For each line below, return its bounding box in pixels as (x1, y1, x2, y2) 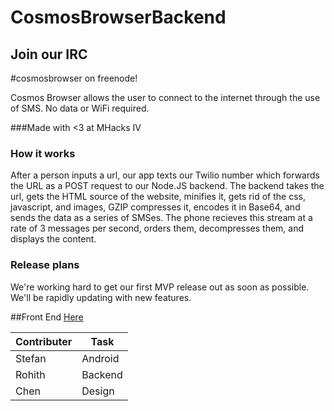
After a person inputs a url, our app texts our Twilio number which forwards (10, 169, 320, 181)
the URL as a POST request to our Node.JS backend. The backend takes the (10, 180, 325, 192)
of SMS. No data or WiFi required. (10, 102, 150, 114)
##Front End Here (10, 311, 84, 323)
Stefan (15, 351, 47, 365)
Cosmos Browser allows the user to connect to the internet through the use (10, 92, 321, 103)
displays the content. (10, 233, 97, 245)
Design (81, 384, 115, 398)
